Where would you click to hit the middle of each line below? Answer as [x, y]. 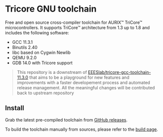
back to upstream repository [45, 93]
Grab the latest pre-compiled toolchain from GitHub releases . [66, 120]
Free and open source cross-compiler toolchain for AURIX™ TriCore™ [74, 22]
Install [15, 108]
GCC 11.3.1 [22, 42]
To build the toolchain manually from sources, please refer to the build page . [81, 129]
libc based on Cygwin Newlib [41, 52]
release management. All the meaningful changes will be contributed [86, 87]
